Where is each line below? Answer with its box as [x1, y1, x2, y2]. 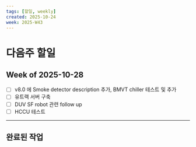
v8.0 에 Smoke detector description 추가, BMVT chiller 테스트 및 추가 [14, 86, 177, 93]
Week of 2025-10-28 [6, 69, 84, 79]
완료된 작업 [6, 132, 44, 142]
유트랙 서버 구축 [14, 93, 51, 100]
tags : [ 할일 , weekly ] [6, 8, 57, 15]
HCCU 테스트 [14, 108, 45, 115]
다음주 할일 [6, 46, 56, 60]
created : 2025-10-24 [6, 14, 57, 20]
